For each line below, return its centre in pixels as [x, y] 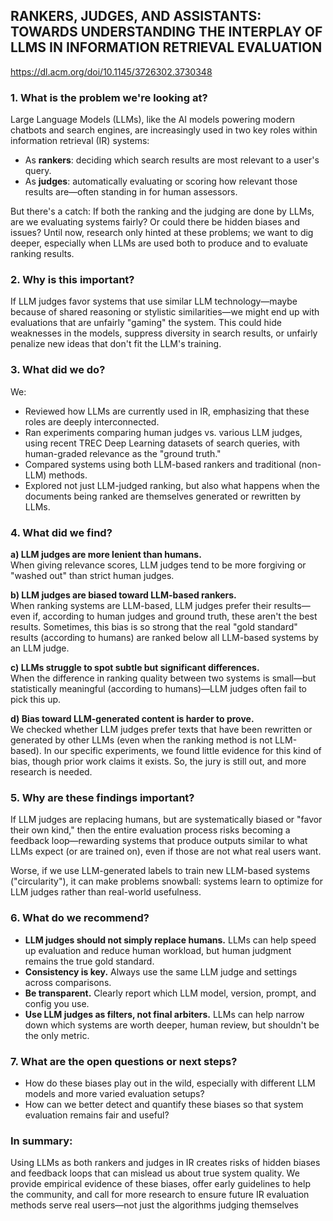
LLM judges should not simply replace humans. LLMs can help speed [170, 940]
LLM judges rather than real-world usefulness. [106, 892]
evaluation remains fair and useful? [97, 1115]
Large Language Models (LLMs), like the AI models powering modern [153, 120]
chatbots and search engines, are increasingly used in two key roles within [164, 130]
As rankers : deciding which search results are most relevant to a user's [172, 160]
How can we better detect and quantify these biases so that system [164, 1104]
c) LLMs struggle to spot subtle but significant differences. [135, 667]
